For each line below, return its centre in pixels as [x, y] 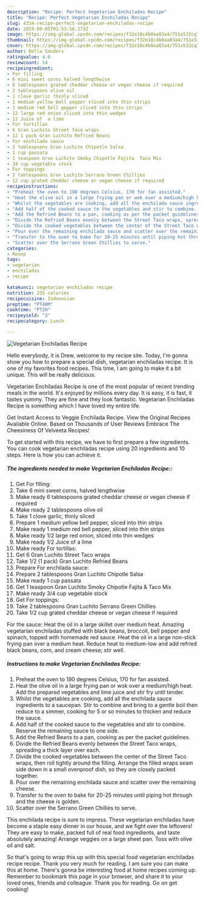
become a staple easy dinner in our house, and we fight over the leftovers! [100, 826]
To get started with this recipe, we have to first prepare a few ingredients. [98, 442]
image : [15, 35]
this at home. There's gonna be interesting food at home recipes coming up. [102, 870]
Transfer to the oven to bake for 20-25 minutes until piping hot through [104, 795]
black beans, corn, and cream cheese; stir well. [66, 650]
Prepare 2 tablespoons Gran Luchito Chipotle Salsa [79, 574]
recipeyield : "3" [29, 315]
